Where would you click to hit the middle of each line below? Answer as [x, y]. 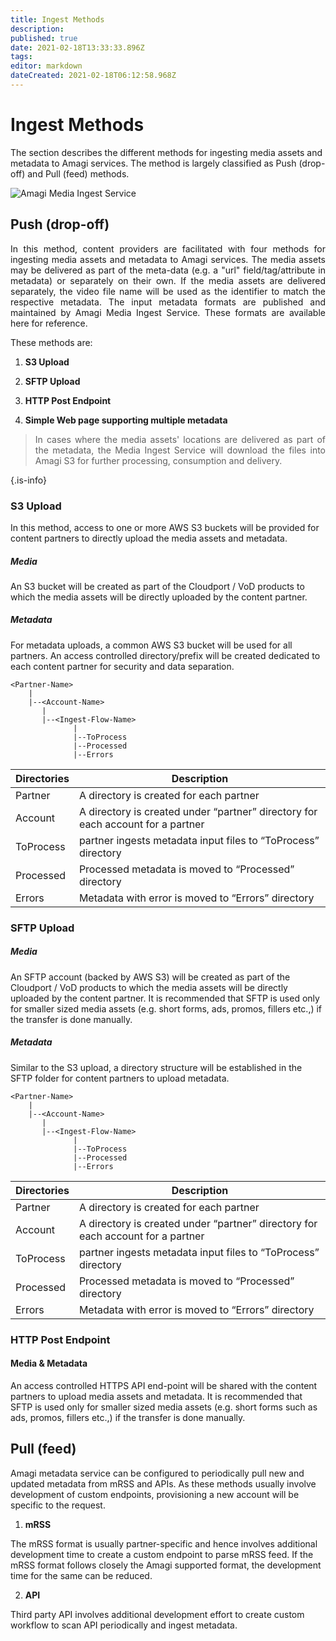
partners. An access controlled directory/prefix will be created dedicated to [165, 655]
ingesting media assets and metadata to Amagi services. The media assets [168, 259]
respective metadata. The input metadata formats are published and [168, 302]
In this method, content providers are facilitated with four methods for [168, 248]
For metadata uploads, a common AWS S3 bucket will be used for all [151, 645]
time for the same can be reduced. [81, 1575]
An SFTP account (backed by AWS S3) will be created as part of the [150, 977]
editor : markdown [46, 66]
